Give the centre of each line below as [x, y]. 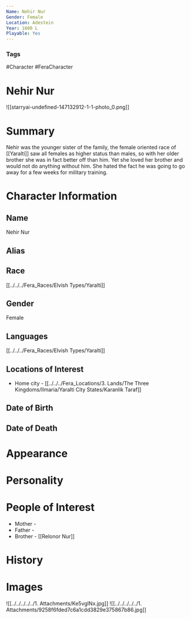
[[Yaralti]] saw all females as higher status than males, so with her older [93, 153]
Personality [35, 481]
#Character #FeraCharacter [40, 67]
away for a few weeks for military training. [57, 172]
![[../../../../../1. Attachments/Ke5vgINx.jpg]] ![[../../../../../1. [74, 604]
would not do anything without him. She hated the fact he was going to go [95, 166]
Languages [27, 336]
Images [24, 587]
